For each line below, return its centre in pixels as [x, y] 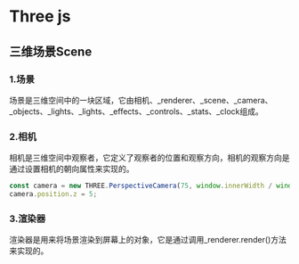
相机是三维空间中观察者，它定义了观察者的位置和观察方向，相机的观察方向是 [149, 158]
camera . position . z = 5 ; [53, 194]
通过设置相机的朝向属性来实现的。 [72, 169]
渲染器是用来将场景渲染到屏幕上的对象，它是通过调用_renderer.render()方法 [148, 240]
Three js [40, 16]
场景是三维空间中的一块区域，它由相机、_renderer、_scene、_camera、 [141, 100]
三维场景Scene [51, 51]
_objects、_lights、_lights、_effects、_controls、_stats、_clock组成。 [137, 111]
